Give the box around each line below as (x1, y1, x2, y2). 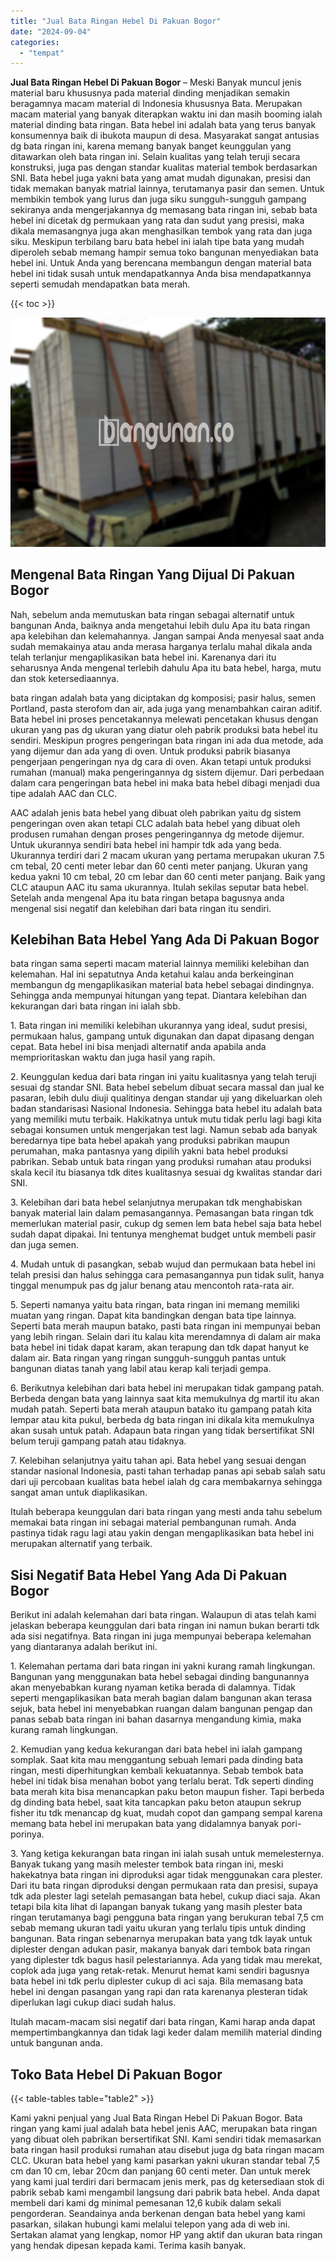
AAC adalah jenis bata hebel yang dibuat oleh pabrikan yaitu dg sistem (10, 806, 302, 819)
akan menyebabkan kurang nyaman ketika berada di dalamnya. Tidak (10, 1681, 297, 1694)
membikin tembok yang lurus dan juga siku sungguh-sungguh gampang (10, 193, 307, 205)
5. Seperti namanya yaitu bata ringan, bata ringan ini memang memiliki (10, 1299, 300, 1311)
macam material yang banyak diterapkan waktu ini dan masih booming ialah (10, 108, 323, 120)
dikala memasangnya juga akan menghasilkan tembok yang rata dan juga (10, 225, 313, 237)
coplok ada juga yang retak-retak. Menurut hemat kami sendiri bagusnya (10, 1965, 310, 1977)
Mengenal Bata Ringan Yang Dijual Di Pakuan (10, 566, 296, 584)
